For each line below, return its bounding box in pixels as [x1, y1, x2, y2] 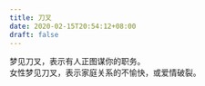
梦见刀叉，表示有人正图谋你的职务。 [9, 56, 146, 67]
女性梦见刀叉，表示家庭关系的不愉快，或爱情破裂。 [9, 67, 201, 78]
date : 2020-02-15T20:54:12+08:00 [9, 22, 137, 31]
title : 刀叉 [9, 13, 52, 23]
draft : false [9, 30, 59, 39]
